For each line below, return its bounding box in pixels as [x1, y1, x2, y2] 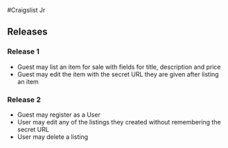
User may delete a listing [17, 132, 89, 141]
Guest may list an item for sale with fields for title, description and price [17, 63, 221, 71]
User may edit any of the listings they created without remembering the [17, 117, 221, 126]
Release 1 [7, 47, 40, 56]
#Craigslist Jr [7, 6, 46, 14]
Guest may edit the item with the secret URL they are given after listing [17, 69, 220, 79]
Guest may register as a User [17, 110, 100, 119]
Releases [7, 26, 48, 38]
